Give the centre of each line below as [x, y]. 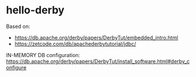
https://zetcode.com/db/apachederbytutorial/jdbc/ [75, 44]
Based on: [18, 26]
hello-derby [35, 10]
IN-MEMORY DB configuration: [43, 55]
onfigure [16, 67]
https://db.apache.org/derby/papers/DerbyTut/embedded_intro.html [96, 37]
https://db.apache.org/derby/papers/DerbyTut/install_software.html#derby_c [98, 61]
